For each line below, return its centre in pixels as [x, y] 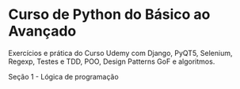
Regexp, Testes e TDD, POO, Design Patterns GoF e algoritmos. [112, 61]
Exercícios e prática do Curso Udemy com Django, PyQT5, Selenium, [120, 53]
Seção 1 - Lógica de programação [63, 76]
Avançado [42, 31]
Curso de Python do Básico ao [109, 15]
